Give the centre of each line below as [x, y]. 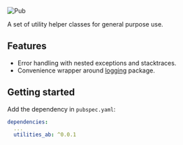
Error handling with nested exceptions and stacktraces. [97, 63]
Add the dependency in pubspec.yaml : [61, 109]
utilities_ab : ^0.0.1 [45, 135]
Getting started [41, 92]
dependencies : [28, 122]
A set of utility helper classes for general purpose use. [85, 24]
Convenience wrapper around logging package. [86, 70]
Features [27, 46]
